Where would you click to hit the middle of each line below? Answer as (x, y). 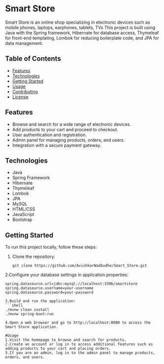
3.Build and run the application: (41, 301)
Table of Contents (33, 59)
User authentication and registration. (49, 135)
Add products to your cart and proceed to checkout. (65, 129)
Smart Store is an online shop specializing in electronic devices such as (78, 22)
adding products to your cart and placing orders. (58, 349)
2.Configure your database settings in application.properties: (67, 275)
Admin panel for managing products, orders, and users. (68, 140)
